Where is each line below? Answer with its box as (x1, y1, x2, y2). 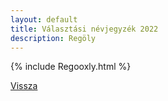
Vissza (10, 80, 38, 92)
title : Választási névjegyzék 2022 (10, 24, 159, 34)
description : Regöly (10, 33, 97, 43)
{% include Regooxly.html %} (10, 61, 132, 73)
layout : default (10, 14, 78, 25)
